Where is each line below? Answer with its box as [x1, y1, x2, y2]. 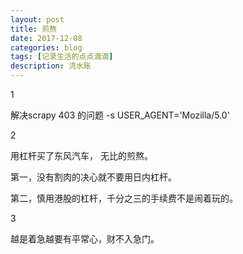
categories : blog [10, 42, 83, 53]
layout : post [10, 14, 65, 25]
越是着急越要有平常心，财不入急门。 [10, 233, 160, 245]
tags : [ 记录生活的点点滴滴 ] [10, 52, 114, 62]
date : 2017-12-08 [10, 33, 83, 43]
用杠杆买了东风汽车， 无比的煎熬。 [10, 150, 153, 161]
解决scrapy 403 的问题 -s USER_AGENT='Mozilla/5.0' [10, 109, 230, 121]
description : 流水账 [10, 61, 92, 71]
